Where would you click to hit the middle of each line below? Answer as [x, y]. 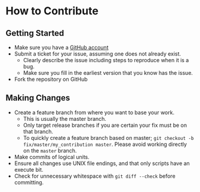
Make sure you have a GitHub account [61, 47]
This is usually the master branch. [65, 118]
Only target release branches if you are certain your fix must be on [105, 125]
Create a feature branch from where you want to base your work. [94, 112]
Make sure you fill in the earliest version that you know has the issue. [108, 73]
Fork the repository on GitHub [51, 79]
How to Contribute [52, 11]
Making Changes [38, 98]
